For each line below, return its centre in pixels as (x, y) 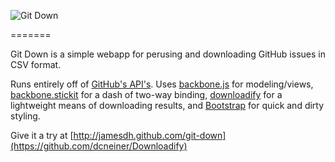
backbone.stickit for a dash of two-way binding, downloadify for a (146, 94)
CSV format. (36, 64)
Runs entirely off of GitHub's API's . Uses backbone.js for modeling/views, (162, 84)
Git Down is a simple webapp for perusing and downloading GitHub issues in (168, 54)
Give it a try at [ (42, 135)
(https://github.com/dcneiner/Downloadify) (99, 146)
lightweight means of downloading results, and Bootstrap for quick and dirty (167, 105)
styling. (25, 116)
